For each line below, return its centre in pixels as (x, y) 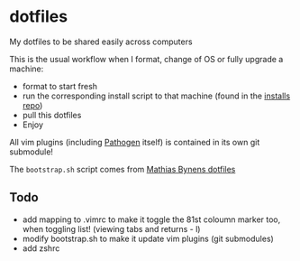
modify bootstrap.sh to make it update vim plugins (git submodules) (148, 238)
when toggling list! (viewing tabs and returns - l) (111, 228)
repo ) (32, 105)
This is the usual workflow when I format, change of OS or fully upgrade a (146, 59)
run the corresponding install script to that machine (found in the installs (156, 96)
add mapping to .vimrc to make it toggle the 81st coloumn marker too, (151, 219)
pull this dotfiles (52, 115)
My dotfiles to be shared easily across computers (101, 42)
